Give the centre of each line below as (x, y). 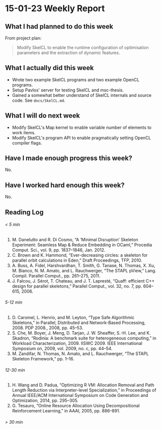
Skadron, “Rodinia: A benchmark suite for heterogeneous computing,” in (84, 338)
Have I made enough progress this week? (69, 158)
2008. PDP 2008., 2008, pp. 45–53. (48, 328)
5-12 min (14, 303)
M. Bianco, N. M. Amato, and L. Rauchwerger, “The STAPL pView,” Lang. (84, 270)
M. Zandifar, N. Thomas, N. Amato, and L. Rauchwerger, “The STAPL (80, 354)
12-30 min (15, 370)
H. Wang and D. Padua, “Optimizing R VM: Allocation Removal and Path (83, 385)
